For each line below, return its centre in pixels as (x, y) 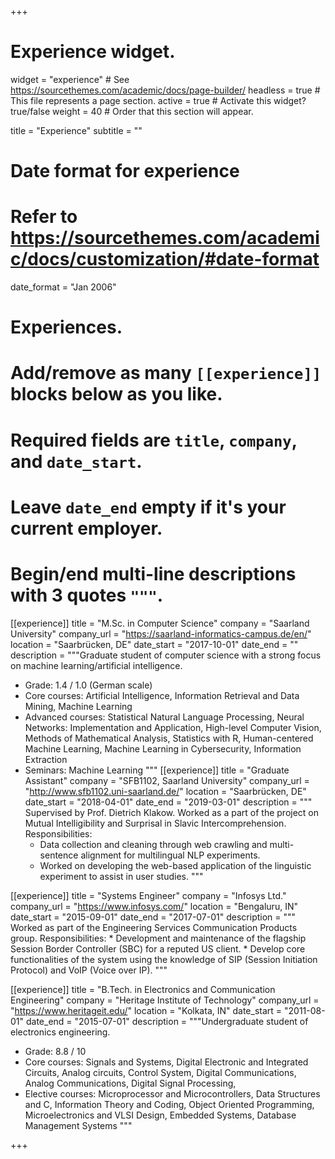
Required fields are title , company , (154, 440)
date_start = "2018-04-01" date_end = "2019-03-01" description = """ (168, 802)
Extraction (46, 759)
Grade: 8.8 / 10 (55, 1051)
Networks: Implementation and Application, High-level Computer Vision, (173, 727)
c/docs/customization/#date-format (165, 259)
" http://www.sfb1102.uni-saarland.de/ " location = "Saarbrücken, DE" (165, 791)
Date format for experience (125, 171)
